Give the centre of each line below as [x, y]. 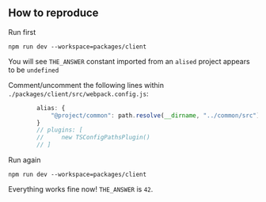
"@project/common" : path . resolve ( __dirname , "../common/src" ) [155, 115]
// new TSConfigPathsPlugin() [93, 138]
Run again [25, 160]
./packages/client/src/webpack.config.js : [78, 93]
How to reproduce [53, 13]
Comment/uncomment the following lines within [86, 85]
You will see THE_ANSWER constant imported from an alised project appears [129, 61]
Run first [22, 32]
